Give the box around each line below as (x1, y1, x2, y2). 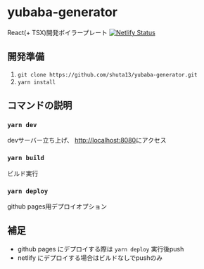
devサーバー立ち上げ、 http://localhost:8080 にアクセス (7, 136, 167, 145)
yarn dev (7, 121, 37, 129)
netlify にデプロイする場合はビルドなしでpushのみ (17, 254, 163, 262)
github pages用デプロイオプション (7, 202, 108, 211)
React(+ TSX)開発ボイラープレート (7, 28, 108, 37)
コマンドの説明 (7, 100, 72, 112)
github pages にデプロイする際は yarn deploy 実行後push (17, 244, 184, 253)
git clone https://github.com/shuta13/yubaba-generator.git (17, 71, 198, 78)
